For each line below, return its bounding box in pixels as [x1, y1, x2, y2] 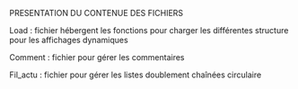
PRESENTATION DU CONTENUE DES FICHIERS [9, 8, 184, 18]
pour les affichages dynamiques [9, 35, 128, 45]
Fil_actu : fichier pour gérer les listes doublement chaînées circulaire [9, 69, 262, 80]
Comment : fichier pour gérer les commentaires [9, 52, 186, 62]
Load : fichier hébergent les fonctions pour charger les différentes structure [9, 25, 289, 35]
